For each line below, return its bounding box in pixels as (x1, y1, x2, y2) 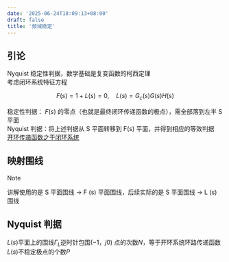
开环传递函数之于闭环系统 (7, 133, 80, 141)
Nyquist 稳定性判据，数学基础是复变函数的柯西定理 (7, 69, 151, 78)
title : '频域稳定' (7, 23, 56, 29)
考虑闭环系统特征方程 (7, 78, 67, 86)
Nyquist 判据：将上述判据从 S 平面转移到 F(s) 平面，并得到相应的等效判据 (7, 124, 215, 132)
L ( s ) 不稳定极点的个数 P (7, 248, 71, 256)
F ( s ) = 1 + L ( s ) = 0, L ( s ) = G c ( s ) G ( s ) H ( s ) (56, 92, 175, 102)
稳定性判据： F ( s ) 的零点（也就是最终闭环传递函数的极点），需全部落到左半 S (7, 107, 223, 115)
